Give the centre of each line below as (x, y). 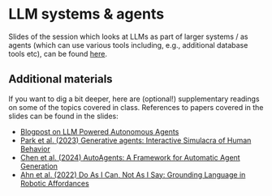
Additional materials (60, 79)
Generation (39, 166)
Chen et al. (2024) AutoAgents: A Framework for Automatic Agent (130, 157)
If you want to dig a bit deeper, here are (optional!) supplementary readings (134, 99)
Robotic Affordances (54, 183)
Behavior (35, 149)
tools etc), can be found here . (58, 53)
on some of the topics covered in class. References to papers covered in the (136, 107)
